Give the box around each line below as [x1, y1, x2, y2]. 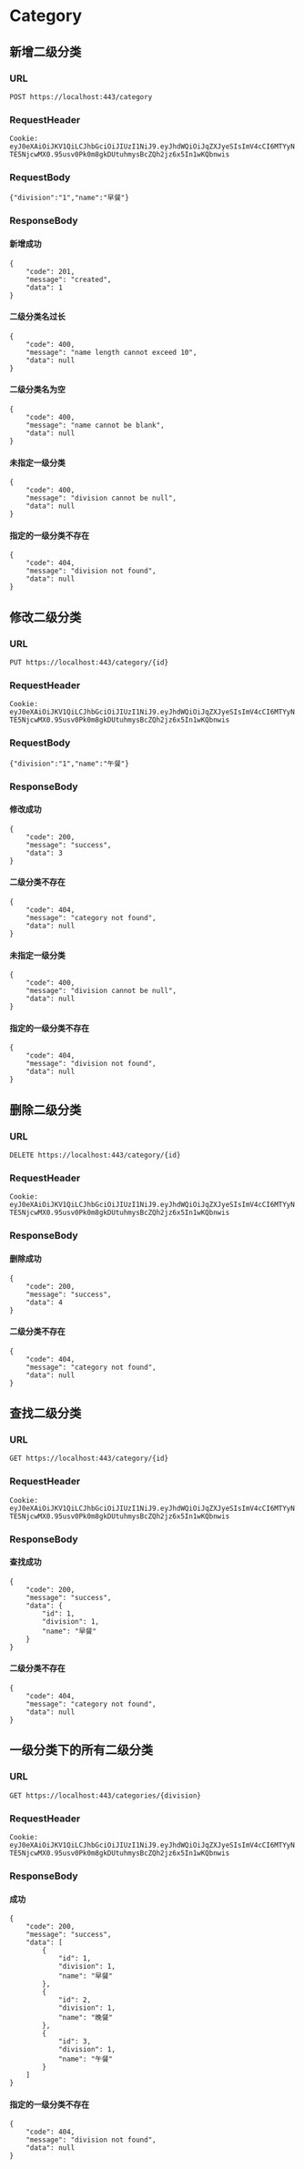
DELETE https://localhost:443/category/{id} [9, 1150, 181, 1161]
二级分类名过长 [9, 311, 66, 322]
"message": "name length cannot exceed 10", [25, 348, 198, 357]
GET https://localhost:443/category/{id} [9, 1454, 169, 1464]
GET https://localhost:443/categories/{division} [9, 1790, 202, 1800]
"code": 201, [25, 267, 76, 276]
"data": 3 [25, 848, 64, 857]
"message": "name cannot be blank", [25, 421, 166, 430]
